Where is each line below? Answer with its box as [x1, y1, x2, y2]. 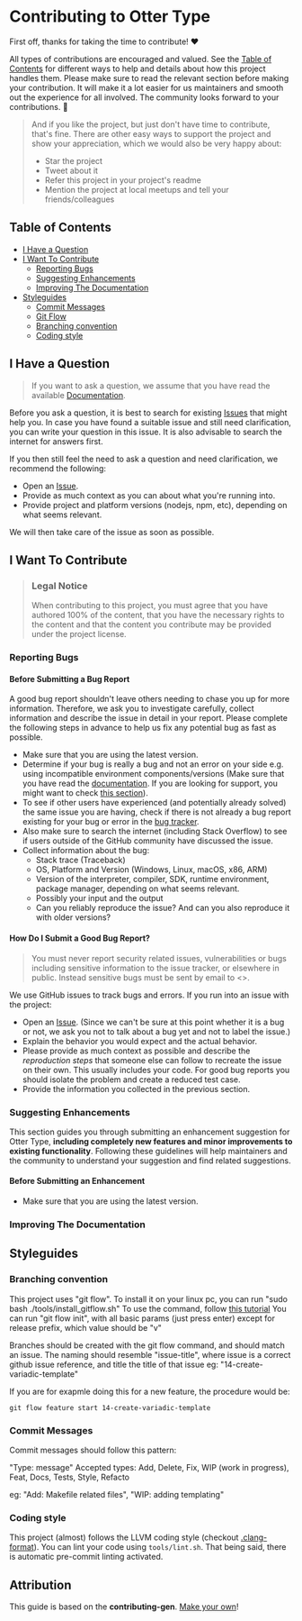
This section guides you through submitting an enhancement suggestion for [9, 1126, 290, 1137]
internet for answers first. [9, 435, 103, 447]
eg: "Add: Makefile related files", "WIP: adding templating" [9, 1489, 225, 1499]
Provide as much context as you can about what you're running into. [22, 489, 276, 501]
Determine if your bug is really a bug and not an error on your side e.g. [22, 759, 284, 770]
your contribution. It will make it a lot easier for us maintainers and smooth [9, 82, 284, 93]
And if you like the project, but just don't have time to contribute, [31, 119, 271, 130]
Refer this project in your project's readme [44, 174, 202, 186]
